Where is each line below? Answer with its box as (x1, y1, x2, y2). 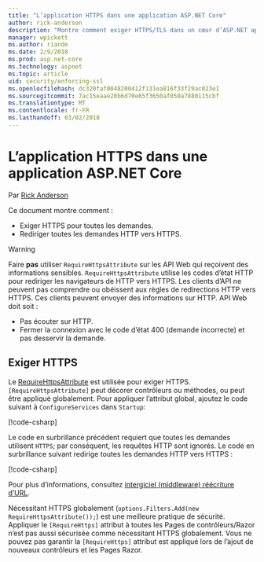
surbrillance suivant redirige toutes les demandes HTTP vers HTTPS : (8, 449, 233, 458)
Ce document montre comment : (8, 205, 114, 215)
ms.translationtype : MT (8, 99, 86, 107)
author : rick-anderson (8, 19, 82, 27)
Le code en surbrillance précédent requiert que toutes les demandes (8, 432, 231, 442)
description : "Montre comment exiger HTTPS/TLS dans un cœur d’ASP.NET (8, 26, 247, 34)
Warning (8, 244, 35, 254)
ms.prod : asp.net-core (8, 56, 82, 64)
